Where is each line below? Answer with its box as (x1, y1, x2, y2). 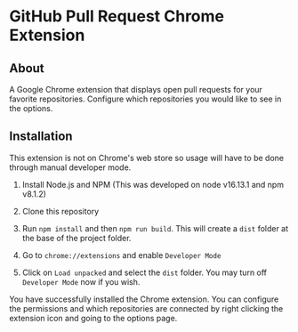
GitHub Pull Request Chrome (9, 6, 225, 27)
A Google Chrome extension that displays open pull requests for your (9, 85, 262, 94)
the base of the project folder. (21, 232, 132, 243)
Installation (9, 129, 73, 144)
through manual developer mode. (9, 162, 132, 173)
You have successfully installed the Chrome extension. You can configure (9, 294, 279, 304)
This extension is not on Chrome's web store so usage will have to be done (9, 152, 285, 163)
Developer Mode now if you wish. (21, 276, 141, 287)
